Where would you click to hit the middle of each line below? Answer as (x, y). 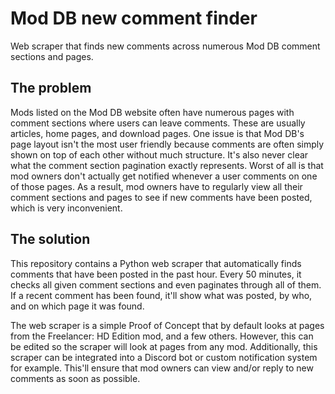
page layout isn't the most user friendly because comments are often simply (167, 144)
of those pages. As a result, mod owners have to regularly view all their (156, 186)
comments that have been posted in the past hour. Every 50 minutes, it (156, 274)
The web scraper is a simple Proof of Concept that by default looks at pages (167, 325)
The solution (50, 239)
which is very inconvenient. (66, 208)
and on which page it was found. (77, 306)
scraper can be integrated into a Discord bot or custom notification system (164, 357)
